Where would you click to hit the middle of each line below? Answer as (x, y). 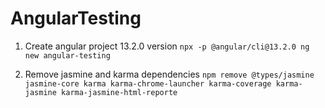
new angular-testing (67, 55)
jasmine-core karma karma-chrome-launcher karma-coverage (148, 83)
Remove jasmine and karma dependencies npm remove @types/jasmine (169, 74)
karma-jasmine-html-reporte (119, 92)
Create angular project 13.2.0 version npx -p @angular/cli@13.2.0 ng (167, 46)
